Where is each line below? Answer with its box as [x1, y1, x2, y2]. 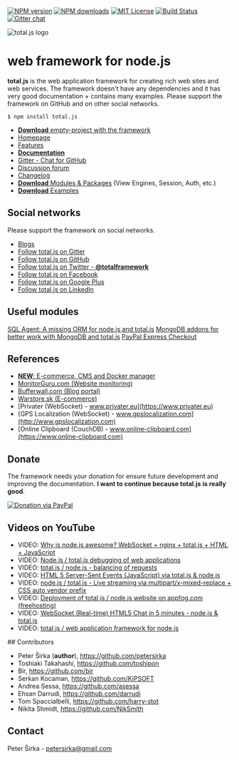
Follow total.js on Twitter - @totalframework [17, 262, 149, 271]
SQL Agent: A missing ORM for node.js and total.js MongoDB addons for [7, 324, 219, 333]
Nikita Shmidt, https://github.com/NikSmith [17, 704, 144, 713]
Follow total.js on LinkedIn [17, 285, 95, 294]
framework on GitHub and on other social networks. [7, 99, 160, 108]
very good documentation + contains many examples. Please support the [7, 91, 223, 100]
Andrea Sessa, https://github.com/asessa [17, 682, 140, 690]
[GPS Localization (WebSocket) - [17, 410, 115, 418]
